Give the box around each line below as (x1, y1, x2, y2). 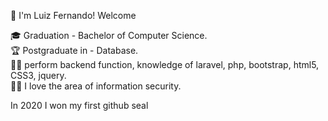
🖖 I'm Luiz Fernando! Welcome (10, 10, 137, 21)
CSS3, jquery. (10, 70, 67, 81)
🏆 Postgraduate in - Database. (10, 45, 139, 56)
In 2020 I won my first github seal (10, 100, 149, 111)
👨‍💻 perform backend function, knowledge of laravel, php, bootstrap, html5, (10, 59, 320, 70)
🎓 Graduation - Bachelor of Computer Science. (10, 30, 208, 41)
